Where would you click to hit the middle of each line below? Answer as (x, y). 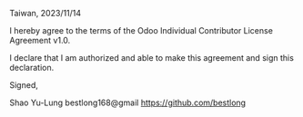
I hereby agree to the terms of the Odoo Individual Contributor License (141, 30)
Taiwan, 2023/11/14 (45, 13)
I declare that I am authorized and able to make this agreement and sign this (151, 58)
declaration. (32, 68)
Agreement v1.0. (40, 40)
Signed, (24, 85)
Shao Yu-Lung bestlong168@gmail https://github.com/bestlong (128, 102)
